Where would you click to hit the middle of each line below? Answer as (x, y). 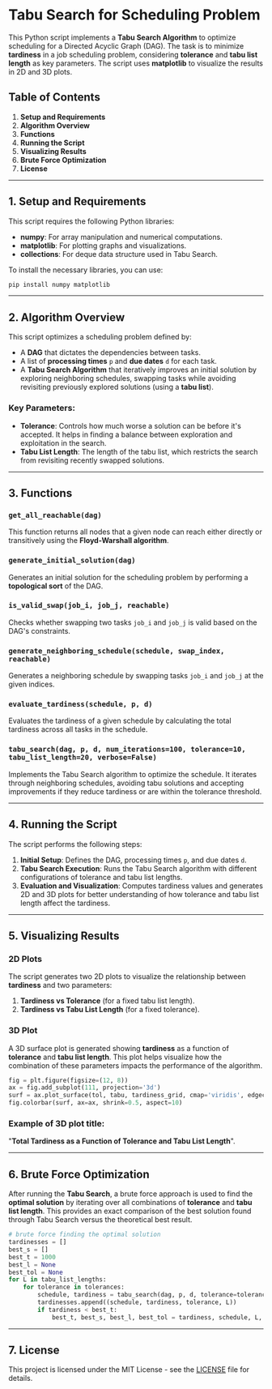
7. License (34, 1351)
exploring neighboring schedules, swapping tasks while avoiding (128, 378)
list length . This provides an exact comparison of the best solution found (130, 1211)
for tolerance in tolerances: (74, 1287)
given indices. (32, 684)
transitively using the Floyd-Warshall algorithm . (89, 541)
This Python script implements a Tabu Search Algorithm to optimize (122, 37)
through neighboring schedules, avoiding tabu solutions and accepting (126, 783)
